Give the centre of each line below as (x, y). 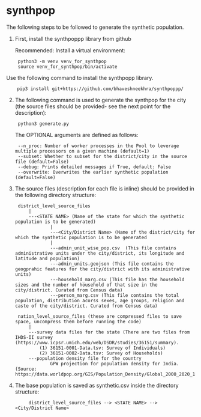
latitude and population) (47, 258)
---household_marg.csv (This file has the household (117, 279)
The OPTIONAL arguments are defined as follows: (77, 135)
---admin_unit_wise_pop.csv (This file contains (113, 248)
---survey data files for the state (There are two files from (109, 332)
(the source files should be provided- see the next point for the (93, 106)
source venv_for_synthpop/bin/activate (67, 67)
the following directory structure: (55, 195)
